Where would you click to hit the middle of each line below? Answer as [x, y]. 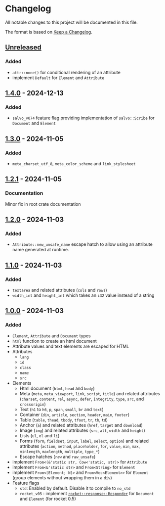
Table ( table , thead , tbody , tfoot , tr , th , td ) [63, 420]
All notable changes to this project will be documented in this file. [72, 22]
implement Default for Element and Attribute [58, 78]
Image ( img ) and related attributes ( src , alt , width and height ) [82, 430]
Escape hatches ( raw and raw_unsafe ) [58, 457]
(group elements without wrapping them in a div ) [62, 477]
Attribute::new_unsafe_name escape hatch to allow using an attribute [82, 244]
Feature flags [26, 483]
